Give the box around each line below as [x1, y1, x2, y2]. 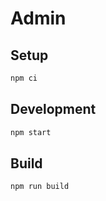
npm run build [10, 182, 70, 192]
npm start [10, 127, 52, 137]
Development [10, 101, 97, 118]
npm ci [10, 73, 38, 83]
